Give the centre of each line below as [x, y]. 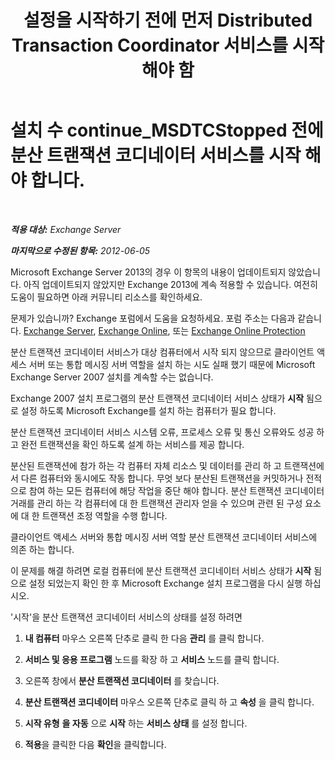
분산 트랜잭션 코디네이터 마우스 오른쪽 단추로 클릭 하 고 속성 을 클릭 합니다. [169, 702]
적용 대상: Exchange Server [66, 229]
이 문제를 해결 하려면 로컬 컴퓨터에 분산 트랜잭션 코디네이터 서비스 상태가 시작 [161, 570]
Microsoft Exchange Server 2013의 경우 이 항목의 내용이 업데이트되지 [148, 272]
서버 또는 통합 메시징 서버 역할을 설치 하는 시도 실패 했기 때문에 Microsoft [172, 364]
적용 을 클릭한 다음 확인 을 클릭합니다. [95, 744]
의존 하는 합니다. [42, 549]
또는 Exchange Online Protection [239, 330]
